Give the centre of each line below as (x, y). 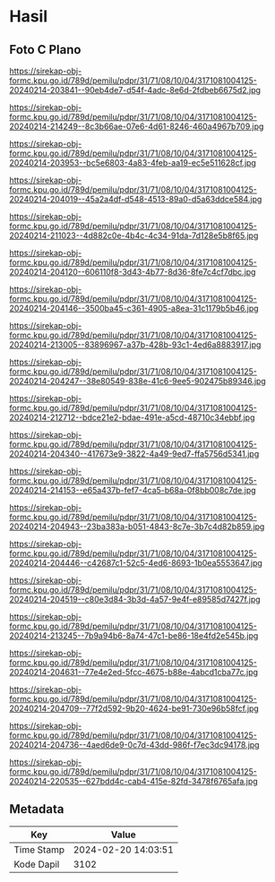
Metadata (37, 809)
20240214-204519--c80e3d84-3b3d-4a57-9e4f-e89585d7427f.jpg (135, 599)
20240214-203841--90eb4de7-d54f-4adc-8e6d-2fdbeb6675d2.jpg (135, 90)
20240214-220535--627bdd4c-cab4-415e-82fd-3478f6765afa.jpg (133, 781)
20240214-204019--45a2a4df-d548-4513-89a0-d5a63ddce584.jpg (136, 199)
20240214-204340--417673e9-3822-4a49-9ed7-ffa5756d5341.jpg (134, 454)
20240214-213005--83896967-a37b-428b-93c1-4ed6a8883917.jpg (135, 345)
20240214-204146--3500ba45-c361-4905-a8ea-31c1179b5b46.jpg (134, 308)
